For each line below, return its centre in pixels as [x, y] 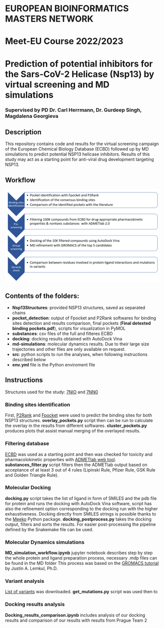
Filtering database [27, 444]
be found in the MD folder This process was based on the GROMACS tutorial [82, 563]
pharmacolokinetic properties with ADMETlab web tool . [61, 459]
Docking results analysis [35, 605]
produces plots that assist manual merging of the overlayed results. [73, 431]
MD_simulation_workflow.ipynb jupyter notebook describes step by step [79, 553]
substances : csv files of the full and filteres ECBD [62, 334]
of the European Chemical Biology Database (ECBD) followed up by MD [77, 149]
